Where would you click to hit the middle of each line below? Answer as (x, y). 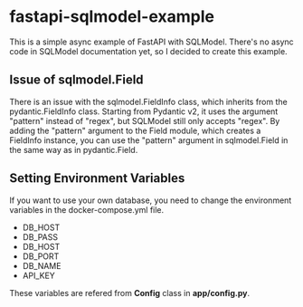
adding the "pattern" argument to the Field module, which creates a (135, 130)
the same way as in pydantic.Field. (74, 149)
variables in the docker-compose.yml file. (87, 209)
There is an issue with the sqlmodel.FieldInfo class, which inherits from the (148, 101)
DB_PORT (41, 256)
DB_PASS (40, 236)
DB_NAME (42, 265)
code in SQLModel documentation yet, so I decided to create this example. (148, 51)
